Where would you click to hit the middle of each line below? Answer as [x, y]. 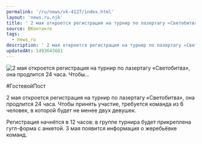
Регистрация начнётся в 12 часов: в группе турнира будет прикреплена [99, 122]
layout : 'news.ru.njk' [35, 17]
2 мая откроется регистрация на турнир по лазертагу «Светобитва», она [101, 97]
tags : [13, 34]
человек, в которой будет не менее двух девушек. [71, 110]
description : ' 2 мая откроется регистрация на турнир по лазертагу [94, 46]
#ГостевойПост [26, 86]
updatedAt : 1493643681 [35, 51]
